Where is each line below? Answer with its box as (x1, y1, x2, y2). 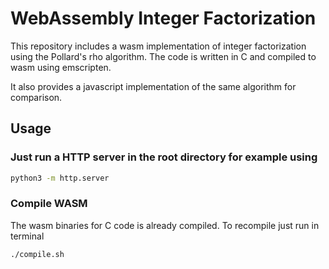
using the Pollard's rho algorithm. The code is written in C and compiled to (10, 50, 317, 62)
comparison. (10, 91, 63, 103)
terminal (10, 230, 45, 242)
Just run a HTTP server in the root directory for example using (10, 150, 318, 164)
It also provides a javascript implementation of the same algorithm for (10, 80, 297, 92)
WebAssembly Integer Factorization (10, 7, 317, 30)
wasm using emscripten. (10, 61, 112, 73)
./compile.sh (10, 249, 65, 259)
